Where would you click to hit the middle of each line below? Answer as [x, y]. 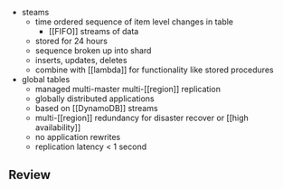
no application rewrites [78, 137]
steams [35, 12]
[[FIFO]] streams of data [94, 31]
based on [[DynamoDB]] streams [97, 108]
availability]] [58, 128]
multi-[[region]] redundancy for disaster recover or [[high [142, 118]
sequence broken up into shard [93, 51]
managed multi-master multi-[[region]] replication [127, 89]
